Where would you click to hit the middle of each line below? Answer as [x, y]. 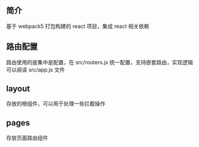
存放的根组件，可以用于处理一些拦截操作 [56, 104]
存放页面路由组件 [27, 138]
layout [18, 89]
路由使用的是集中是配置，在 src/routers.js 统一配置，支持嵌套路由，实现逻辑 [100, 62]
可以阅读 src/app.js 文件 [36, 70]
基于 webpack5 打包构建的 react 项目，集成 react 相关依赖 [78, 26]
